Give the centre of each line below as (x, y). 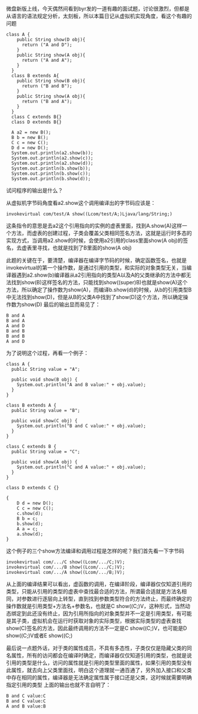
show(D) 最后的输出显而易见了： (61, 304)
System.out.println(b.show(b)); (51, 168)
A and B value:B (26, 706)
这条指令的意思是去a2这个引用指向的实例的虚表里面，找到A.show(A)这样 (94, 226)
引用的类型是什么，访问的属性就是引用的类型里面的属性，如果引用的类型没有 (99, 663)
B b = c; (27, 519)
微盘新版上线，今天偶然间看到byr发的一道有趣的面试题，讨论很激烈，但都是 (98, 9)
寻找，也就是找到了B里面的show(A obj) (84, 248)
